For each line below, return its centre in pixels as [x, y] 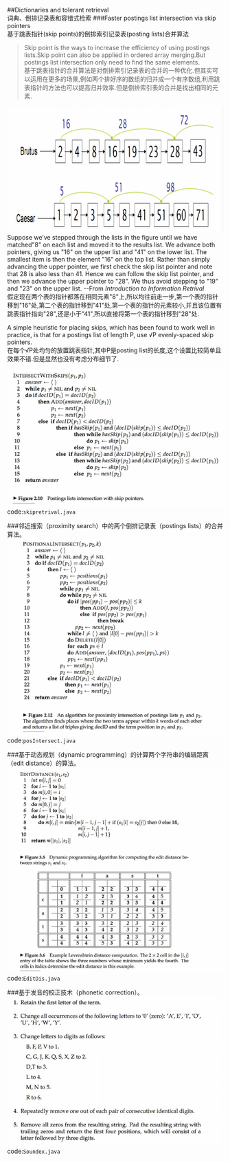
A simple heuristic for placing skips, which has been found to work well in [111, 328]
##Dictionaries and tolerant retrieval [58, 10]
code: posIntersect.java [41, 740]
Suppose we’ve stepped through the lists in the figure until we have [102, 238]
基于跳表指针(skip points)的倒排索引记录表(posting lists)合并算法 [98, 34]
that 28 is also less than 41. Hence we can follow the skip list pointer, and [111, 274]
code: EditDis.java [34, 978]
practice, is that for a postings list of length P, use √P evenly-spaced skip [111, 335]
